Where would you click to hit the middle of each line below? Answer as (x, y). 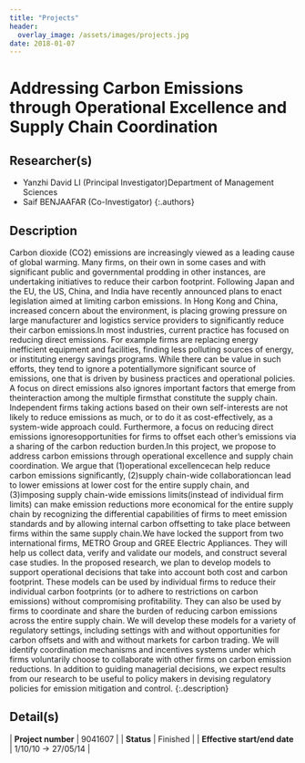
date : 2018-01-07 (42, 43)
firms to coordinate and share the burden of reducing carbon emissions (143, 611)
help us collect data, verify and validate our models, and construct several (148, 553)
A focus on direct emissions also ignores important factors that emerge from (152, 388)
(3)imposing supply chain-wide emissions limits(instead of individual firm (147, 495)
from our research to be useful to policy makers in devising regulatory (140, 679)
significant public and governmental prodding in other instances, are (137, 272)
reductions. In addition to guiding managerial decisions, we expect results (148, 669)
